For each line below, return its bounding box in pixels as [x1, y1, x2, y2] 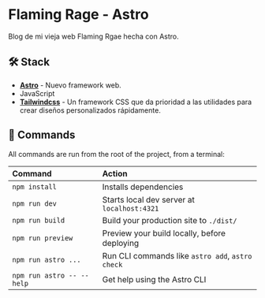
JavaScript [19, 88, 55, 98]
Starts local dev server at [102, 194, 195, 205]
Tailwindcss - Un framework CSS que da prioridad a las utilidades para [19, 97, 252, 106]
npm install [12, 182, 58, 191]
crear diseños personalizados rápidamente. [19, 105, 162, 115]
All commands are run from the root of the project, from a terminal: [8, 149, 225, 158]
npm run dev [12, 199, 58, 208]
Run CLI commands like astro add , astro [102, 250, 252, 261]
